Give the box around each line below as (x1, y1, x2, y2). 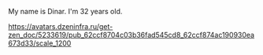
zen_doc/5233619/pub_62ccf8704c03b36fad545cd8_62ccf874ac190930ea (8, 31, 254, 39)
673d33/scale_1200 (8, 38, 72, 48)
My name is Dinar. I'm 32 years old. (8, 7, 123, 16)
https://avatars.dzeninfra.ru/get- (8, 22, 113, 31)
